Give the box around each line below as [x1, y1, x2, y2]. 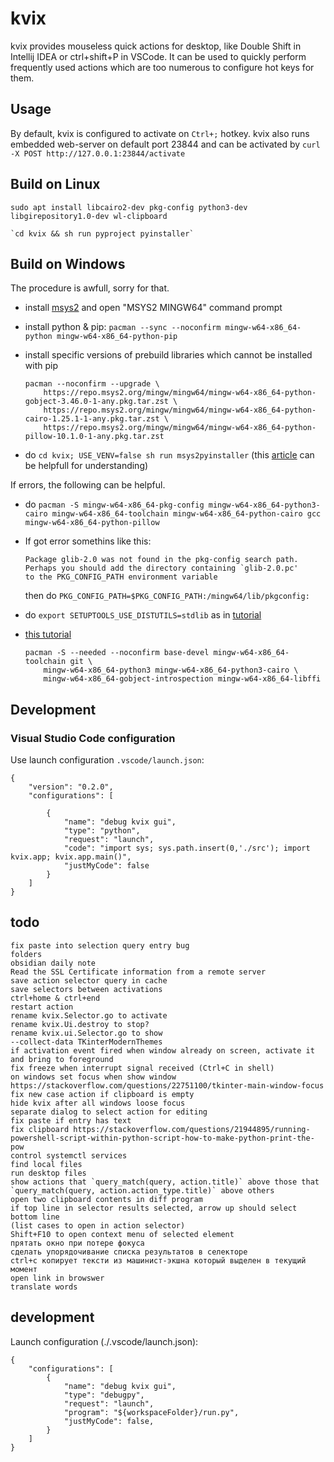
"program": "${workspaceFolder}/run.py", [63, 1407, 240, 1417]
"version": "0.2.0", [28, 782, 114, 792]
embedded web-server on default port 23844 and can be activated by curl [10, 138, 321, 150]
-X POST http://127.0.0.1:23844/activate [10, 148, 186, 159]
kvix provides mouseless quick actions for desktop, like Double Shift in [10, 40, 302, 52]
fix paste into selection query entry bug [10, 940, 190, 951]
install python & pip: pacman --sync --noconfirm [24, 321, 222, 333]
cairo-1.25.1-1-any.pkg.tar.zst [24, 414, 160, 424]
